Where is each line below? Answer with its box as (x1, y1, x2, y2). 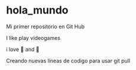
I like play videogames (6, 34, 61, 41)
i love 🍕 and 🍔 (6, 45, 40, 53)
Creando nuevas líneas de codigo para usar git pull (6, 57, 131, 64)
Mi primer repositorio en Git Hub (6, 23, 85, 30)
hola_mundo (6, 4, 69, 17)
